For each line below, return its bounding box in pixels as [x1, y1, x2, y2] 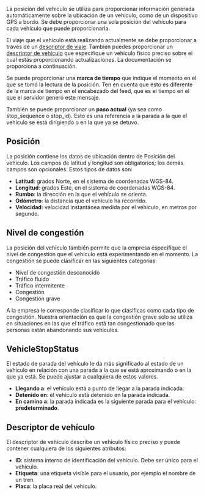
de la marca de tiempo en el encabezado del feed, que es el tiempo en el [6, 87, 190, 94]
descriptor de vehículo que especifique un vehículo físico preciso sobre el [6, 50, 193, 57]
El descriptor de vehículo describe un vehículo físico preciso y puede [6, 439, 180, 446]
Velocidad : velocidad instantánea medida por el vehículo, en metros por [15, 203, 197, 210]
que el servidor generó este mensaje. [6, 94, 101, 101]
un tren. [15, 476, 35, 484]
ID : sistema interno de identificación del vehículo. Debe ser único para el [15, 457, 199, 464]
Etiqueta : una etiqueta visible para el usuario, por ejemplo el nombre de [15, 470, 196, 477]
